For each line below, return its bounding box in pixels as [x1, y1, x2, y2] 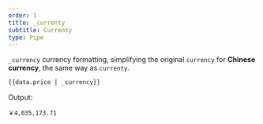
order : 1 [8, 11, 37, 20]
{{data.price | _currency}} [8, 78, 101, 86]
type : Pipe [8, 33, 44, 42]
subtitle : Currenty [8, 26, 73, 34]
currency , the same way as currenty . [8, 64, 130, 73]
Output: [8, 93, 33, 102]
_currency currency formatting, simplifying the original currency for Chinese [8, 55, 256, 64]
